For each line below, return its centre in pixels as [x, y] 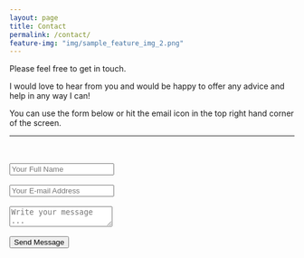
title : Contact [38, 26]
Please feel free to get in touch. [68, 69]
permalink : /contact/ [50, 34]
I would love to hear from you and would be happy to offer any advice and [147, 86]
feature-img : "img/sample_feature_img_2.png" [96, 43]
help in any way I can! [50, 96]
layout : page [34, 18]
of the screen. [35, 123]
